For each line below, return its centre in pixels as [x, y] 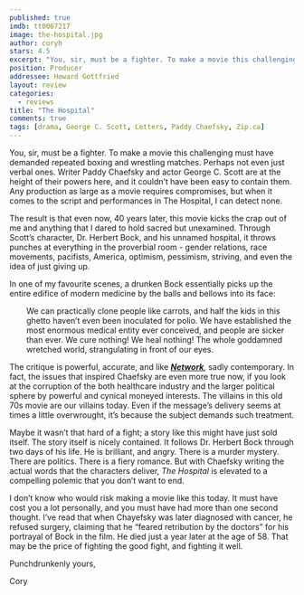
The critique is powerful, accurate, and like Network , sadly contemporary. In [152, 367]
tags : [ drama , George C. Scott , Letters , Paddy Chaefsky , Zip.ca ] [137, 127]
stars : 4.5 [30, 52]
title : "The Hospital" [52, 110]
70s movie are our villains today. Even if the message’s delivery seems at [145, 405]
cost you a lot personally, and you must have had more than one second [144, 508]
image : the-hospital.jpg [56, 34]
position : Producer [46, 69]
